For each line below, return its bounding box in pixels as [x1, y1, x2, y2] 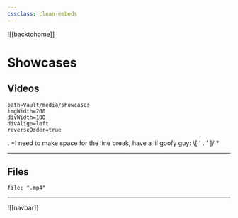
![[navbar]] [7, 203, 39, 212]
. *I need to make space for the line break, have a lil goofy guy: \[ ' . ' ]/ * [7, 139, 220, 147]
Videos [7, 83, 40, 95]
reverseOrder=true [7, 126, 62, 133]
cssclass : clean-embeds [7, 10, 78, 18]
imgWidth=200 [7, 108, 46, 115]
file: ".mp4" [7, 185, 46, 192]
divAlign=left [7, 120, 50, 127]
